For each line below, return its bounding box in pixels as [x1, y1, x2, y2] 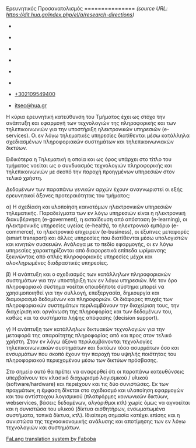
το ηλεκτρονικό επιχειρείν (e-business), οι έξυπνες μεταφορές [36, 228, 190, 235]
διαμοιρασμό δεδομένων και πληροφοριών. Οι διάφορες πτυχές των [6, 296, 173, 302]
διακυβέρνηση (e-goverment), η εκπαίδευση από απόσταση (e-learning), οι [6, 216, 188, 223]
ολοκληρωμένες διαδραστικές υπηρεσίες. [6, 259, 109, 266]
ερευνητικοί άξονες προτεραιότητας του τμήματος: [6, 192, 131, 199]
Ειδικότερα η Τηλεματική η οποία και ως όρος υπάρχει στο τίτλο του [6, 156, 172, 163]
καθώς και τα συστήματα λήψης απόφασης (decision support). [6, 314, 159, 321]
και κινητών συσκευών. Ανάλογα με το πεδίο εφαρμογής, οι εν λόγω [6, 241, 173, 248]
